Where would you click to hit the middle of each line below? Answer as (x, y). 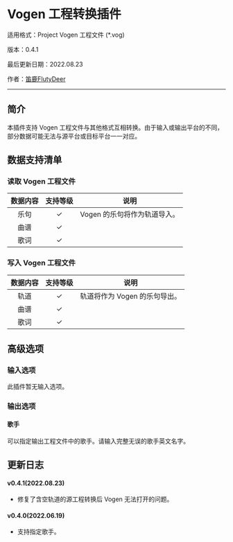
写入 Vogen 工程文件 (42, 263)
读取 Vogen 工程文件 (42, 182)
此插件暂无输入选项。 (37, 387)
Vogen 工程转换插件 (64, 14)
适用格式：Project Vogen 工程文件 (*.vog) (66, 35)
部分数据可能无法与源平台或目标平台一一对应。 (74, 136)
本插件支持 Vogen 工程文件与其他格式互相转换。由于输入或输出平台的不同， (115, 127)
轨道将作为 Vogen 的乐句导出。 (131, 296)
